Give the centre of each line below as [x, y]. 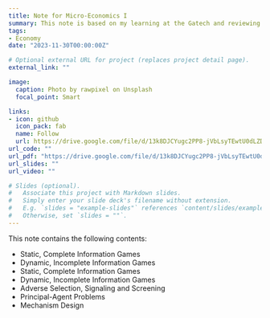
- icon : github [34, 119]
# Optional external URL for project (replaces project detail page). [129, 60]
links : [19, 112]
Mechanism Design [52, 305]
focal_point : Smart [48, 97]
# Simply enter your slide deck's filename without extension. [120, 201]
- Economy [25, 38]
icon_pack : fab [41, 126]
